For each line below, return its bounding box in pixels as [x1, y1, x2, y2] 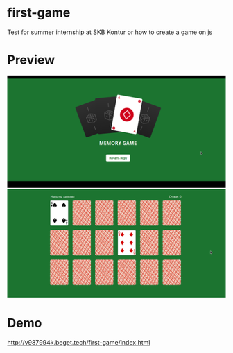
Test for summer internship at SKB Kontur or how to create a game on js [7, 28, 213, 36]
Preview [7, 52, 55, 68]
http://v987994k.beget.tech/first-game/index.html [7, 338, 150, 347]
